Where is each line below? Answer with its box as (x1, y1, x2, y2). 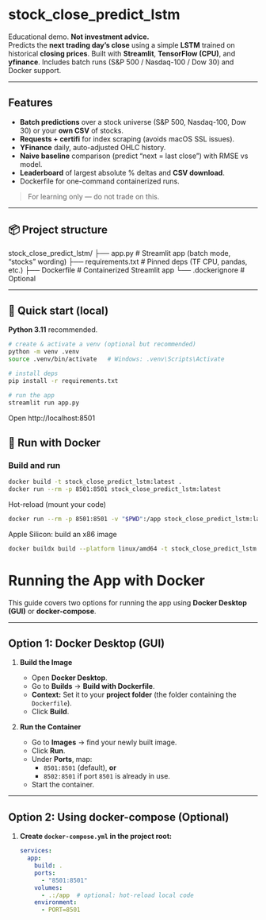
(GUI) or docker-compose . (8, 606, 97, 616)
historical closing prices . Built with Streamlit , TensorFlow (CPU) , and (8, 48, 236, 58)
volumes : (34, 883, 63, 891)
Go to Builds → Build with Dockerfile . (31, 682, 155, 691)
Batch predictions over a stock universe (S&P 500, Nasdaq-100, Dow (19, 117, 247, 126)
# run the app (8, 391, 55, 399)
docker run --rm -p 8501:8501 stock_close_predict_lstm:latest (8, 485, 222, 493)
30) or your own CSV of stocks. (19, 126, 124, 135)
